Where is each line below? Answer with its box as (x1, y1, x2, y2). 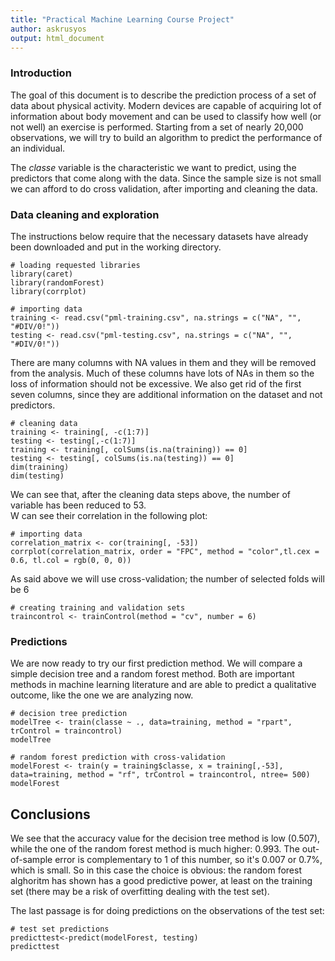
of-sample (10, 854, 53, 866)
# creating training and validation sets (10, 602, 186, 613)
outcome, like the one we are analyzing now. (10, 689, 194, 701)
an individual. (10, 142, 66, 154)
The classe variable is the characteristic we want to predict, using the (10, 161, 297, 173)
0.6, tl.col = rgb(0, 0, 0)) (10, 555, 132, 565)
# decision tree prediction (10, 709, 128, 719)
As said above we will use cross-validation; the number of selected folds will (10, 572, 325, 585)
